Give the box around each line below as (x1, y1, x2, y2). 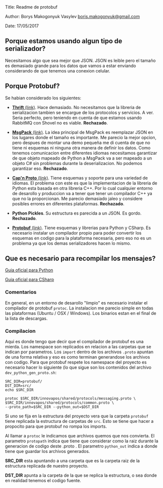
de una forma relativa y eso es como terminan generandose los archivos (5, 354, 150, 360)
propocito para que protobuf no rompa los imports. (5, 423, 107, 430)
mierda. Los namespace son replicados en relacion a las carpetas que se (5, 344, 152, 350)
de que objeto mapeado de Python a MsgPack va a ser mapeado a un (12, 155, 152, 161)
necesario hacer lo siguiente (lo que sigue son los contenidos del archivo (5, 364, 152, 370)
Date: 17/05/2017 (5, 23, 39, 29)
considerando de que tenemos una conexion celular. (5, 68, 110, 73)
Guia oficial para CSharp (5, 277, 54, 283)
